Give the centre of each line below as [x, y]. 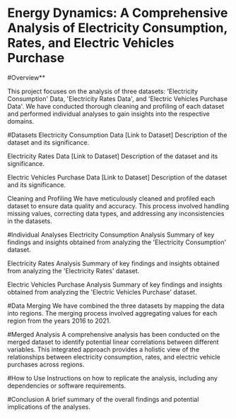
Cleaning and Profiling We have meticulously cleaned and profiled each [111, 198]
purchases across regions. [46, 364]
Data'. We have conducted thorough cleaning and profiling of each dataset [116, 106]
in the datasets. [30, 221]
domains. [21, 121]
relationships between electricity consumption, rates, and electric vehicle [114, 357]
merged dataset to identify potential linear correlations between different [113, 342]
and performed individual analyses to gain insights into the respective [108, 114]
